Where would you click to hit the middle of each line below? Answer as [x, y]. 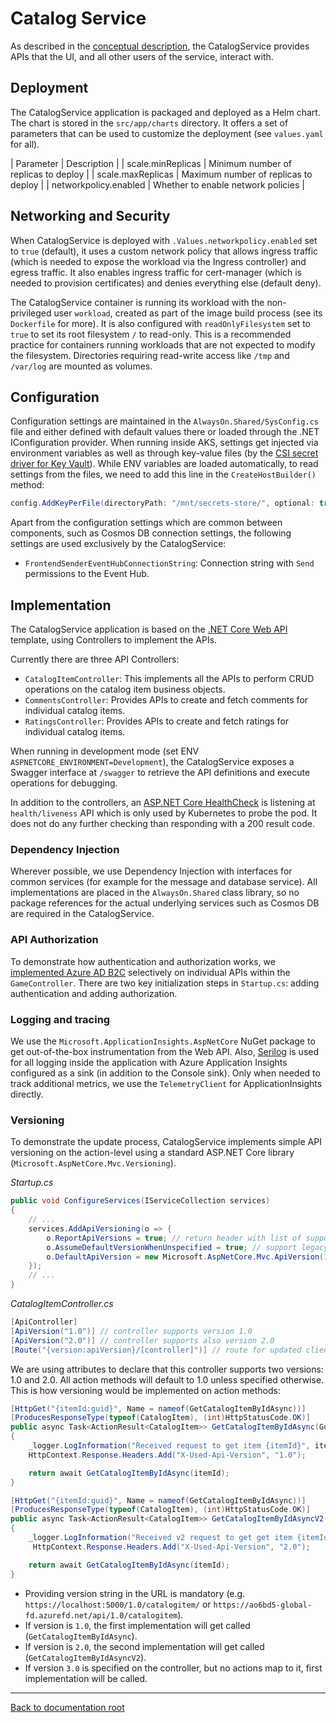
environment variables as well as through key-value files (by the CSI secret [164, 453]
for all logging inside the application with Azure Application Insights [149, 1062]
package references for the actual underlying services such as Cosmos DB [165, 903]
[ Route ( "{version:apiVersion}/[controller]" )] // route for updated [156, 1350]
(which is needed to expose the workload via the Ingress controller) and [158, 261]
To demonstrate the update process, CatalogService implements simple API [166, 1142]
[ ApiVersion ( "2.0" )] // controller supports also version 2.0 [142, 1340]
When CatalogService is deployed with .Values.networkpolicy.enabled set [164, 240]
